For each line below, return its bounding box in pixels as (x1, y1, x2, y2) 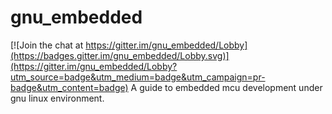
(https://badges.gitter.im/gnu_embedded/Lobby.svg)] (10, 49, 230, 61)
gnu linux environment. (10, 92, 105, 104)
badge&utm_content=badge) (10, 81, 129, 93)
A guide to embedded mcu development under (130, 81, 323, 93)
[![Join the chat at (10, 39, 84, 51)
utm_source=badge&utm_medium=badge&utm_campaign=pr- (10, 71, 266, 83)
